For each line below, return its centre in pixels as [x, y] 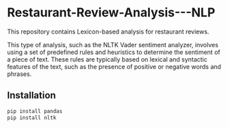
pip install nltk [32, 118]
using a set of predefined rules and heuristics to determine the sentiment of [114, 52]
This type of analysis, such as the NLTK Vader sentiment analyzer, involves [113, 44]
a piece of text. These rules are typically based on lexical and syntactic [107, 59]
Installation [31, 95]
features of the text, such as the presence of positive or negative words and [114, 66]
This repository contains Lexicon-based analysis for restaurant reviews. [108, 31]
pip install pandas [35, 111]
